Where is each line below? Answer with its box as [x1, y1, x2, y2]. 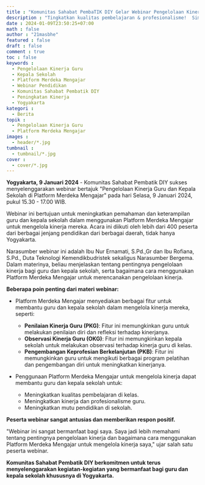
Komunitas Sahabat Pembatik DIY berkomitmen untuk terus [6, 459, 160, 467]
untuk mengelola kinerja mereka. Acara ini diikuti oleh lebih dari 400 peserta [6, 223, 198, 231]
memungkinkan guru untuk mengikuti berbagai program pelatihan [24, 354, 190, 362]
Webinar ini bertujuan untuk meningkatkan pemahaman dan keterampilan [6, 210, 190, 217]
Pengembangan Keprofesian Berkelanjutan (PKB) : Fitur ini [24, 348, 174, 356]
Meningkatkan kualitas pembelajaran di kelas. [24, 391, 139, 398]
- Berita [12, 111, 34, 117]
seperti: [15, 311, 35, 318]
